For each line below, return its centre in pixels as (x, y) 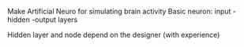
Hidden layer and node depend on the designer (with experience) (114, 35)
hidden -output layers (43, 20)
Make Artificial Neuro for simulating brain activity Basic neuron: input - (122, 11)
